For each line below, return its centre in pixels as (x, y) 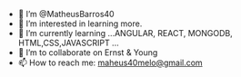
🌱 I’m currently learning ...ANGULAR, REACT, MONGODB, (126, 33)
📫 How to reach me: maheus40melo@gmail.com (110, 63)
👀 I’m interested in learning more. (80, 24)
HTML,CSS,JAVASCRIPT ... (69, 43)
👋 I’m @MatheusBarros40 (66, 14)
